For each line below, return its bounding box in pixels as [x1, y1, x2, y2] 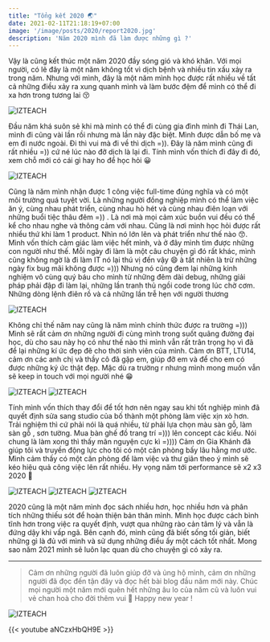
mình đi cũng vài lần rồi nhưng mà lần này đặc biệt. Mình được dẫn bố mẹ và [8, 130, 261, 140]
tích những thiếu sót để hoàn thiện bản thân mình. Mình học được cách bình [8, 511, 260, 521]
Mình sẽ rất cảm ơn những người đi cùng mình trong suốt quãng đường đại [8, 329, 255, 338]
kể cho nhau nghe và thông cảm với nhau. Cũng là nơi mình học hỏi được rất [8, 221, 261, 231]
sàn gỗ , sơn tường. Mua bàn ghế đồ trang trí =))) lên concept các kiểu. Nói [8, 428, 257, 438]
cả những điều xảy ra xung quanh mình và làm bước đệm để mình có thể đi [8, 82, 256, 92]
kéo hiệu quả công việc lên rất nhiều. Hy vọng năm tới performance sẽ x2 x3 [8, 463, 262, 472]
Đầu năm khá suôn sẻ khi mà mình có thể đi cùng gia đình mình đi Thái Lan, [8, 121, 260, 131]
